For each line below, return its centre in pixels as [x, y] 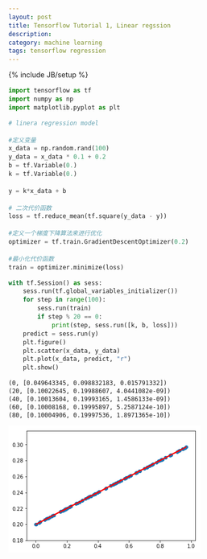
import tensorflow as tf [50, 91]
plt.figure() [45, 342]
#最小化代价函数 [31, 259]
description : [30, 34]
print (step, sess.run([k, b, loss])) [115, 325]
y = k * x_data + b [37, 191]
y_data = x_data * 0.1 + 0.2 [57, 157]
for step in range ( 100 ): [64, 300]
